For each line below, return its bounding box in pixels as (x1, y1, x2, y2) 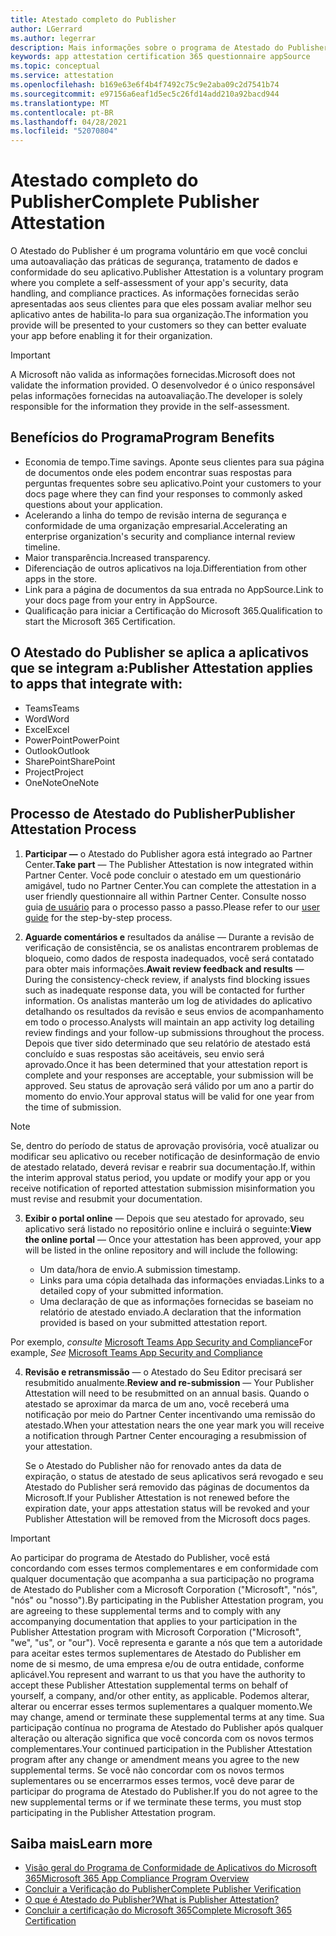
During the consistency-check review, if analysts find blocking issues (24, 973, 311, 985)
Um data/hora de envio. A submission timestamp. (39, 1263, 241, 1275)
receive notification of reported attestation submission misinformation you (10, 1182, 316, 1194)
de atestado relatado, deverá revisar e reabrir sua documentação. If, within (10, 1161, 316, 1173)
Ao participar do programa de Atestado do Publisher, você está (10, 1551, 271, 1563)
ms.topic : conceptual (10, 61, 101, 71)
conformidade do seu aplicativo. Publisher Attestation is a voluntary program (10, 266, 324, 278)
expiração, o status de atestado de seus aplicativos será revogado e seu (24, 1470, 324, 1482)
